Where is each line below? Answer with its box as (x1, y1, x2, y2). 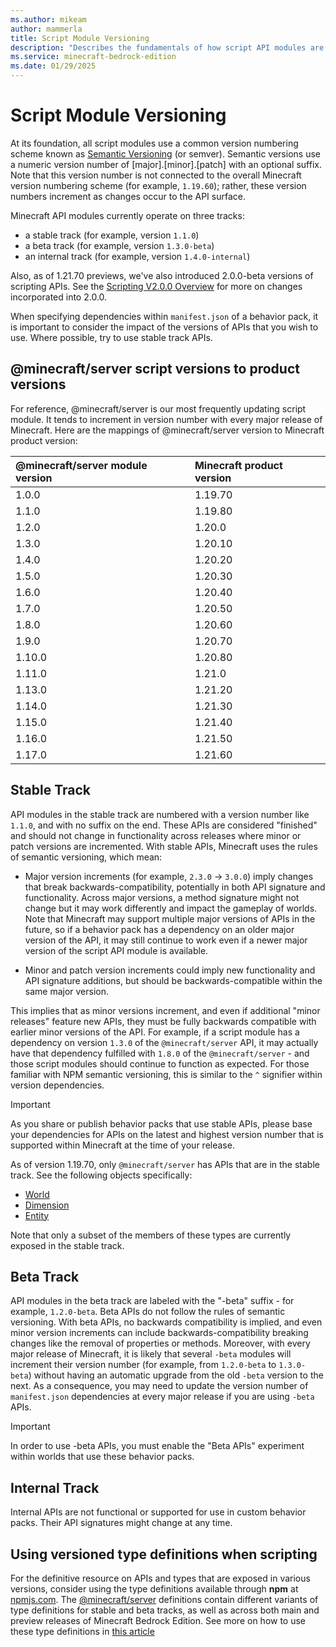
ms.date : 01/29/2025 (10, 61, 97, 71)
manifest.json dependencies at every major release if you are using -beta (10, 1391, 315, 1403)
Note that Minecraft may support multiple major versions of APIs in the (24, 912, 316, 925)
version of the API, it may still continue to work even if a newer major (24, 934, 308, 946)
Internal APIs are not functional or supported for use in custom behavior (10, 1506, 307, 1518)
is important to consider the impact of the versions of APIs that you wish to (10, 321, 319, 333)
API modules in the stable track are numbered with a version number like (10, 808, 310, 820)
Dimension (24, 1199, 70, 1211)
